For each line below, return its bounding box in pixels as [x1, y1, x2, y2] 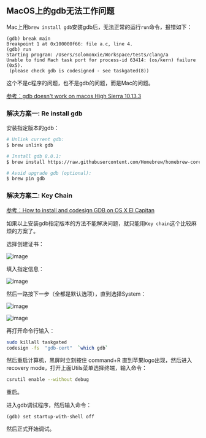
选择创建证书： [6, 240, 44, 247]
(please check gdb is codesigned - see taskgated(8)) [9, 67, 150, 74]
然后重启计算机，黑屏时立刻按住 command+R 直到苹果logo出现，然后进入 [6, 356, 193, 364]
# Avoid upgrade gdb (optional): [6, 170, 92, 176]
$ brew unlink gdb [6, 142, 53, 148]
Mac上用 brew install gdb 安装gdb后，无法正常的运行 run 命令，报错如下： [6, 23, 193, 31]
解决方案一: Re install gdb [6, 109, 83, 118]
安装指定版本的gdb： [6, 125, 59, 132]
